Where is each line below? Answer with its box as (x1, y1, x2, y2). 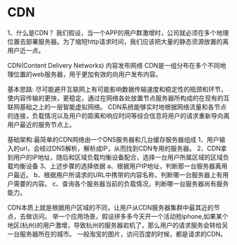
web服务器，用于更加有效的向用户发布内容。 (31, 70, 162, 78)
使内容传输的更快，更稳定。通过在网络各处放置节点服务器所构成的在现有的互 (7, 93, 230, 102)
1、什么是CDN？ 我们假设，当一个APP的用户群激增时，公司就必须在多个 (7, 28, 217, 37)
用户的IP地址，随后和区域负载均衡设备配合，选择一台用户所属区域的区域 (13, 153, 224, 161)
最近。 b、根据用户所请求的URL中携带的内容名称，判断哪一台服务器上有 (13, 170, 223, 179)
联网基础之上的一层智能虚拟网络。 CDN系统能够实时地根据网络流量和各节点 (7, 102, 227, 111)
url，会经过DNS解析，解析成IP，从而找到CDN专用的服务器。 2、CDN (19, 144, 221, 153)
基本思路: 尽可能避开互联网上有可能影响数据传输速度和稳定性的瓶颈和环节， (7, 85, 227, 93)
